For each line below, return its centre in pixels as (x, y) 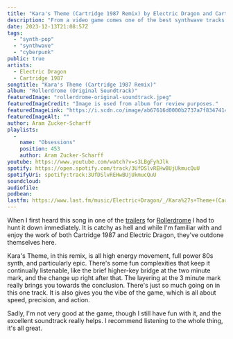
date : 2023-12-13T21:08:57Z (48, 26)
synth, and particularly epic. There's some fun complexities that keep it (109, 263)
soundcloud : (24, 181)
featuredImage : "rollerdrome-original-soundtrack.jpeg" (89, 98)
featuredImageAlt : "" (38, 116)
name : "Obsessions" (48, 143)
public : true (26, 59)
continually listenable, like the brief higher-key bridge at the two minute (109, 270)
